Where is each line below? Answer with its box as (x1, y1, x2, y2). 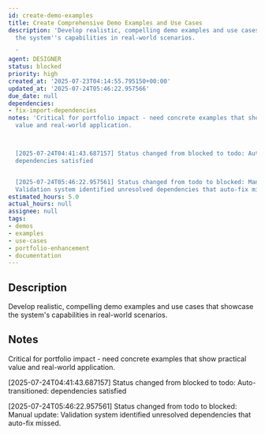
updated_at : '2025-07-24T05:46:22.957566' (8, 85, 150, 92)
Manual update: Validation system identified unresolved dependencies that (8, 409, 251, 419)
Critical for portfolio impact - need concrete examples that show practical (8, 353, 247, 364)
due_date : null (8, 92, 58, 100)
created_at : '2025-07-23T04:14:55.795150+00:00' (8, 77, 171, 85)
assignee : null (8, 207, 58, 216)
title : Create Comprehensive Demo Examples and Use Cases (8, 19, 203, 27)
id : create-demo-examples (8, 11, 93, 20)
